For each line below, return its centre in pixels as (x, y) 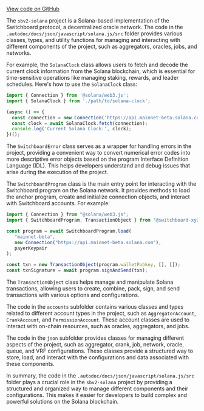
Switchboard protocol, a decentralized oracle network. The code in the (95, 27)
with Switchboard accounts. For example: (58, 203)
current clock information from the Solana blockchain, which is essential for (101, 71)
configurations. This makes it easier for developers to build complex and (97, 395)
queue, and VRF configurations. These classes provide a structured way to (100, 351)
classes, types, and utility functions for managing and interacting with (93, 40)
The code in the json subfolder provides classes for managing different (95, 338)
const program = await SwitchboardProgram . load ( (69, 231)
